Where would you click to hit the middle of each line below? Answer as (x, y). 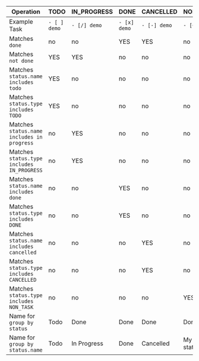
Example (21, 22)
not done (21, 61)
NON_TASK (21, 307)
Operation (26, 12)
